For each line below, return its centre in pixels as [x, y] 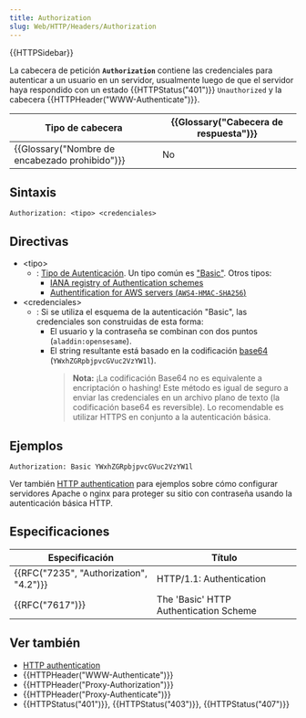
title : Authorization [51, 18]
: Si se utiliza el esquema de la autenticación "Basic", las [142, 312]
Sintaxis [33, 192]
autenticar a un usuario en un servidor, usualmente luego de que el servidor [152, 79]
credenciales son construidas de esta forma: [120, 322]
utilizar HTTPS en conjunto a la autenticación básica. [172, 417]
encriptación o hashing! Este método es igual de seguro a [180, 388]
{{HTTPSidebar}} [42, 52]
